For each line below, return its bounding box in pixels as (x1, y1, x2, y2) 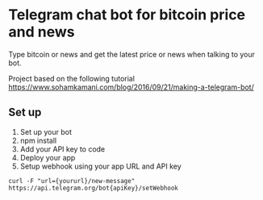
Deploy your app (19, 152, 76, 162)
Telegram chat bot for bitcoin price (8, 6, 246, 24)
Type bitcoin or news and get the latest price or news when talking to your (8, 49, 256, 59)
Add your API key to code (19, 144, 106, 154)
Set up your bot (19, 127, 73, 136)
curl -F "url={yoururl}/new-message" (8, 177, 136, 185)
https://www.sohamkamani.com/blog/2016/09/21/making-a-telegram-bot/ (8, 82, 254, 92)
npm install (19, 135, 57, 145)
